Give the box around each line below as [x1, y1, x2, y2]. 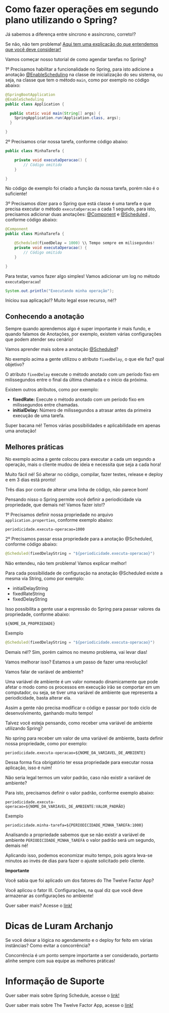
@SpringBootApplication [5, 92, 56, 97]
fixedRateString [12, 590, 46, 596]
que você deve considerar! [5, 46, 61, 52]
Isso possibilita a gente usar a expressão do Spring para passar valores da [5, 606, 160, 612]
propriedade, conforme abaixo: [5, 611, 70, 617]
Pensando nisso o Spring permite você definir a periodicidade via [5, 496, 142, 502]
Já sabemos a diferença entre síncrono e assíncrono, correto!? [5, 31, 136, 37]
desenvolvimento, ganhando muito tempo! [5, 710, 94, 716]
